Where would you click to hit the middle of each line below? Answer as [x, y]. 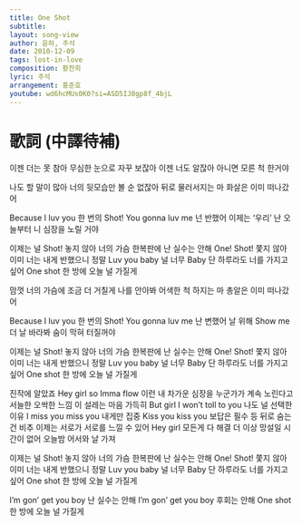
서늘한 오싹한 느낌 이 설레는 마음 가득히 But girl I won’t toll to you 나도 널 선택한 [151, 405]
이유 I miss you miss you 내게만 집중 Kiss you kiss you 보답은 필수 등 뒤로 [142, 416]
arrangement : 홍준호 [45, 85]
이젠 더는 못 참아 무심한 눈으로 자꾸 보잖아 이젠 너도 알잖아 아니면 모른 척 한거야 [150, 168]
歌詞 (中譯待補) [65, 141]
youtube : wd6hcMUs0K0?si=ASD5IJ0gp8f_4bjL [91, 93]
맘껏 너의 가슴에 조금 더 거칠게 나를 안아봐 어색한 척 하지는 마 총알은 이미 [137, 290]
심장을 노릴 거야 [71, 229]
